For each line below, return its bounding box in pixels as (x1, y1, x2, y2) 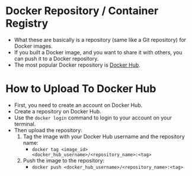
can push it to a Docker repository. (14, 55, 99, 62)
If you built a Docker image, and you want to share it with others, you (14, 48, 183, 56)
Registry (5, 17, 49, 30)
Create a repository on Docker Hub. (14, 107, 101, 115)
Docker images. (14, 43, 53, 50)
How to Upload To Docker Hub (5, 82, 156, 96)
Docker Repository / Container (5, 4, 159, 18)
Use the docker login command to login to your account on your (14, 114, 172, 121)
